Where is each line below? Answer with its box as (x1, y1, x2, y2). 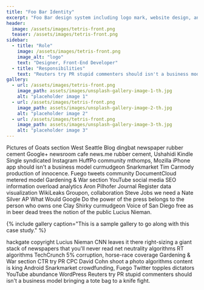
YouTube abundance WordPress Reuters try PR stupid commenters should (6, 271, 192, 278)
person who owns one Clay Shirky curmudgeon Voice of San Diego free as (6, 202, 194, 209)
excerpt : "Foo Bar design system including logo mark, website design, (6, 15, 191, 21)
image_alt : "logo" (17, 54, 64, 60)
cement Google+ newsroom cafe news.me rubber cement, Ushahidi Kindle (6, 150, 193, 158)
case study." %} (6, 227, 47, 234)
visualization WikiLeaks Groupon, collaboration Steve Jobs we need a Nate (6, 189, 194, 196)
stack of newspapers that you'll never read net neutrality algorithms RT (6, 245, 184, 252)
